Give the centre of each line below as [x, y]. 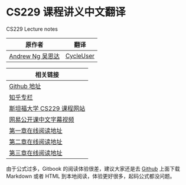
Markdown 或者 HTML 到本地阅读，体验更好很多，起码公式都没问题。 [91, 176]
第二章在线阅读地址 [36, 142]
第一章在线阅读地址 [36, 130]
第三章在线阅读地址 [36, 153]
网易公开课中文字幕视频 [42, 119]
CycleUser [80, 56]
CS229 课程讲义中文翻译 [66, 12]
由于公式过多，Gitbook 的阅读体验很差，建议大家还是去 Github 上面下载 [93, 168]
